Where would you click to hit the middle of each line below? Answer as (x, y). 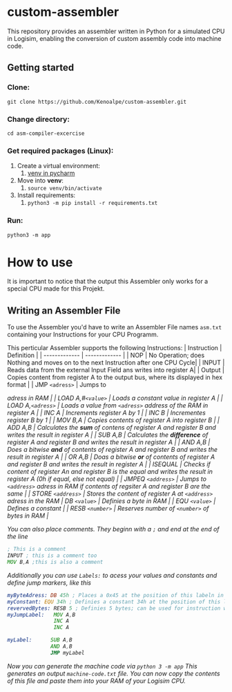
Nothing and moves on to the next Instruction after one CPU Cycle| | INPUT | (116, 363)
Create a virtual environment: (58, 166)
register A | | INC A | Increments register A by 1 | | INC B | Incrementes (106, 413)
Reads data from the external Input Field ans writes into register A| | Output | (116, 370)
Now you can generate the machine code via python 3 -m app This (103, 666)
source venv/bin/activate (65, 189)
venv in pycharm (51, 173)
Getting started (41, 67)
